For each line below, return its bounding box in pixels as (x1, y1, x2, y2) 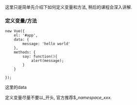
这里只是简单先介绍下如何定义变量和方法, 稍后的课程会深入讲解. (5, 4, 133, 10)
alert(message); (31, 59, 64, 63)
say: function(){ (22, 54, 57, 59)
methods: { (14, 50, 36, 55)
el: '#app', (14, 33, 38, 38)
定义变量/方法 (5, 17, 37, 24)
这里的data (5, 84, 27, 90)
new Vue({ (5, 29, 25, 34)
